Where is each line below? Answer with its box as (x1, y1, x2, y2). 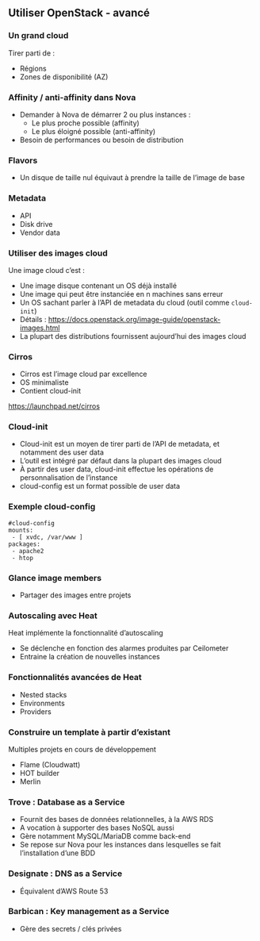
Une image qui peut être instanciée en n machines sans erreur (19, 289, 224, 298)
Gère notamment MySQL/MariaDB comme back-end (19, 832, 191, 841)
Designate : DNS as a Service (8, 868, 123, 879)
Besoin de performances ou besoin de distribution (19, 135, 184, 144)
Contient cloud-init (19, 386, 82, 396)
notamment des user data (19, 447, 105, 457)
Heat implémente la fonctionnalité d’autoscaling (8, 628, 164, 638)
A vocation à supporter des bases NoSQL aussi (19, 823, 174, 832)
